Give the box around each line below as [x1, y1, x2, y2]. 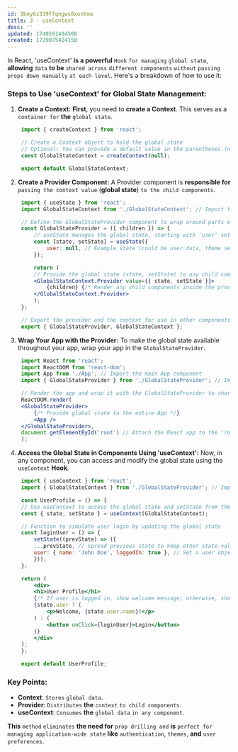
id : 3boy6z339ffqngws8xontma [7, 10, 93, 18]
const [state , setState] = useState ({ [33, 238, 149, 245]
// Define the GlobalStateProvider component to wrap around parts [21, 218, 225, 225]
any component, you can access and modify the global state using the [17, 456, 223, 465]
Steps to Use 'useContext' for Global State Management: [7, 89, 207, 99]
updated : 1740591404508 [7, 30, 78, 38]
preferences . [7, 737, 45, 746]
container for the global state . [17, 113, 113, 121]
